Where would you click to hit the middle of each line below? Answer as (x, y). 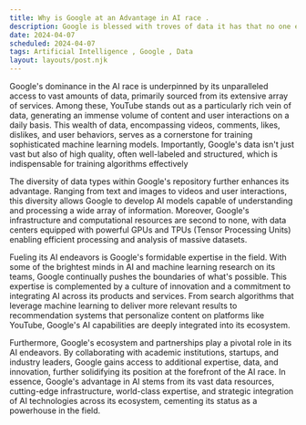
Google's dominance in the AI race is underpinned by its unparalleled (139, 86)
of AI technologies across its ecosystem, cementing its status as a (133, 401)
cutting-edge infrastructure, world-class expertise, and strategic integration (152, 391)
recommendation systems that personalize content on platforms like (137, 315)
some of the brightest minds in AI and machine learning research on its (143, 267)
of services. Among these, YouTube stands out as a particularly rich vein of (150, 105)
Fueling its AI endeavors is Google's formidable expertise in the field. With (148, 257)
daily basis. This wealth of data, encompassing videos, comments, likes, (145, 125)
